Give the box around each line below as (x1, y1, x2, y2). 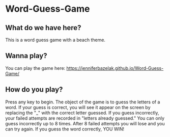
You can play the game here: (5, 65, 66, 71)
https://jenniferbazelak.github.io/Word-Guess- (66, 65, 164, 71)
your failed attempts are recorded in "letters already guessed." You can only (5, 115, 164, 121)
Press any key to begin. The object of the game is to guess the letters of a (5, 99, 160, 105)
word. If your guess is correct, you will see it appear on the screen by (5, 104, 151, 110)
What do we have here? (5, 23, 81, 32)
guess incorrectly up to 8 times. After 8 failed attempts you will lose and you (5, 120, 165, 126)
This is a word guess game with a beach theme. (5, 37, 106, 43)
